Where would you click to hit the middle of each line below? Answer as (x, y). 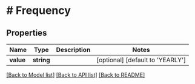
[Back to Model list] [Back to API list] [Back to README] (76, 75)
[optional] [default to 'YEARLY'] (141, 60)
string (41, 60)
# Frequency (39, 11)
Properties (27, 33)
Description (73, 50)
